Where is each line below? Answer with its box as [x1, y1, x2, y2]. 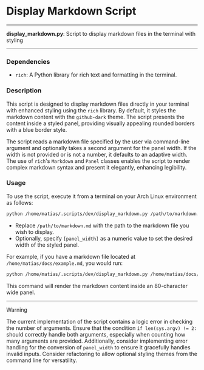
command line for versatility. [6, 357, 78, 364]
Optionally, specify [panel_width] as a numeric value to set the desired [15, 235, 193, 242]
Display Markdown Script [6, 4, 137, 18]
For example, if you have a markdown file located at [6, 253, 135, 260]
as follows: [6, 199, 33, 206]
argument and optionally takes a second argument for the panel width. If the [6, 144, 197, 151]
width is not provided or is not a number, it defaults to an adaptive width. [6, 151, 188, 158]
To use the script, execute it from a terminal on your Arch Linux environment [6, 193, 197, 200]
